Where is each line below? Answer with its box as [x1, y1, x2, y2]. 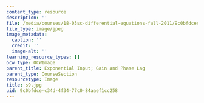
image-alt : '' [12, 48, 47, 55]
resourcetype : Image [6, 76, 59, 82]
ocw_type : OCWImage [6, 59, 56, 65]
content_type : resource [6, 8, 67, 15]
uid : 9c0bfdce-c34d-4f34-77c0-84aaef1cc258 [6, 88, 118, 94]
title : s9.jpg [6, 82, 42, 88]
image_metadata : [6, 32, 47, 38]
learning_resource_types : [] [6, 54, 80, 60]
